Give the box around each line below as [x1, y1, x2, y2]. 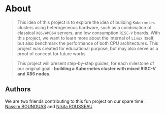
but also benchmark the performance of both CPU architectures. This [17, 40, 159, 46]
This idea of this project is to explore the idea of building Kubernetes [17, 19, 155, 25]
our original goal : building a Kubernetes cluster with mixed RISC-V [17, 65, 156, 72]
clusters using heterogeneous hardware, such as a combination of [17, 24, 152, 30]
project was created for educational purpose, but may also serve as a [17, 45, 159, 51]
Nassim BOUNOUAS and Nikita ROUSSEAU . [5, 103, 94, 109]
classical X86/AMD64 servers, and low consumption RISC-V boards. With [17, 30, 160, 36]
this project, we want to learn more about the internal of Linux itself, [17, 35, 155, 41]
